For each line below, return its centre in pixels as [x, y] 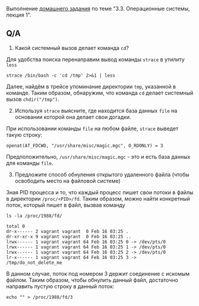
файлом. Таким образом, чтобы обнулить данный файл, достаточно [92, 280]
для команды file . [30, 163]
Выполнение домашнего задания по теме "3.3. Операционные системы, [98, 9]
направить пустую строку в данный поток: [60, 286]
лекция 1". [19, 15]
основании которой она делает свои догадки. [73, 117]
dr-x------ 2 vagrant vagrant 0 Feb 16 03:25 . [67, 231]
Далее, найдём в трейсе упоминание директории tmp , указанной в [91, 86]
